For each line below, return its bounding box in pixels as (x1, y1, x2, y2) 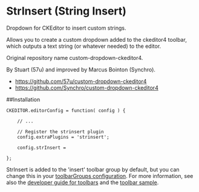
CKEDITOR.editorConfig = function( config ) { (6, 107, 126, 113)
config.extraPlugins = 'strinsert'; (17, 134, 110, 140)
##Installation (6, 96, 41, 103)
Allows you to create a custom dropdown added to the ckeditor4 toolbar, (6, 36, 188, 43)
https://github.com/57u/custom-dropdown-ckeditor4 (15, 78, 147, 85)
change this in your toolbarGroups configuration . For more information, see (6, 172, 194, 179)
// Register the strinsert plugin (17, 128, 104, 134)
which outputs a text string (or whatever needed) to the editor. (6, 42, 161, 50)
